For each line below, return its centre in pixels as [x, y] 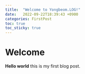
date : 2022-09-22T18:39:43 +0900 [42, 14]
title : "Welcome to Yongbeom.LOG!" [43, 10]
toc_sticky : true [23, 28]
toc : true [15, 23]
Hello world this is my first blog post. [43, 66]
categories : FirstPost [28, 19]
